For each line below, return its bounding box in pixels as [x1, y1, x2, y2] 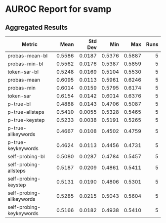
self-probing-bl [7, 153, 45, 160]
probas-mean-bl [7, 52, 48, 59]
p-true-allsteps [7, 109, 44, 115]
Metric [21, 41, 38, 47]
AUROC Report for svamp [5, 3, 112, 15]
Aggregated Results [5, 23, 68, 32]
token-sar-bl [7, 68, 39, 75]
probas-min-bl [7, 60, 43, 67]
